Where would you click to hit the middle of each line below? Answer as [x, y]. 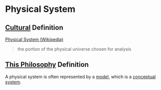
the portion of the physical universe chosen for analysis [74, 49]
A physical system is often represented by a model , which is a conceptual [80, 77]
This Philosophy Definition [47, 65]
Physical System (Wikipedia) [34, 39]
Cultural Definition [34, 28]
